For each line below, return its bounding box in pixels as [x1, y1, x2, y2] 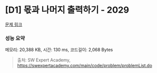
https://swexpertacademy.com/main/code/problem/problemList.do [17, 63, 153, 69]
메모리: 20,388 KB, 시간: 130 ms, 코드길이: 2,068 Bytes [5, 47, 113, 53]
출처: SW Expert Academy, [17, 57, 71, 63]
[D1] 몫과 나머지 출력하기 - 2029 [5, 4, 129, 16]
